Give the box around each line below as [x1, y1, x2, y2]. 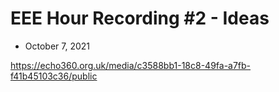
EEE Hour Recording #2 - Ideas [10, 7, 270, 30]
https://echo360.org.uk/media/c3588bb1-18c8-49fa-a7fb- [10, 59, 252, 71]
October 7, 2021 [24, 40, 91, 52]
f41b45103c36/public [10, 70, 98, 82]
